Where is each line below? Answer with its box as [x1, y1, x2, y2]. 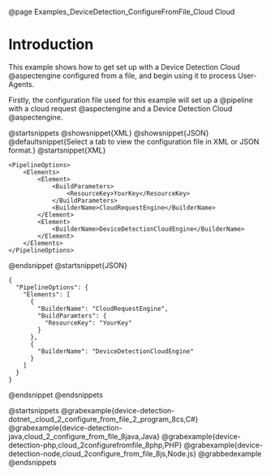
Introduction [8, 36, 94, 54]
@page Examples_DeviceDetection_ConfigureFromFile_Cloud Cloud [8, 7, 235, 16]
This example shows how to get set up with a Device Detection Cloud [8, 62, 241, 71]
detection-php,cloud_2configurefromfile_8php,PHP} [8, 440, 183, 450]
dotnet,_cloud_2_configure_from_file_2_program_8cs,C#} [8, 414, 199, 424]
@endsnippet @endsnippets [8, 390, 104, 399]
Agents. [8, 79, 35, 89]
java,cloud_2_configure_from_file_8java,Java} [8, 431, 161, 441]
